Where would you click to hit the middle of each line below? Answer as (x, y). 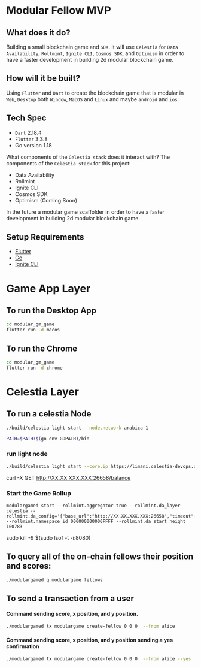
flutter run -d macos (33, 330)
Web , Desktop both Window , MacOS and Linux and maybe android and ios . (93, 99)
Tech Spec (26, 118)
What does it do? (38, 33)
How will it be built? (43, 78)
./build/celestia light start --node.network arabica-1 (77, 428)
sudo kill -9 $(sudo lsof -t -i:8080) (48, 537)
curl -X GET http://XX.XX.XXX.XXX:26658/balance (68, 477)
